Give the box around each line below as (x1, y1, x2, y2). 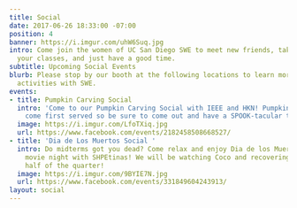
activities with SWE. (17, 79, 97, 88)
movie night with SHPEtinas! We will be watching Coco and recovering (25, 152, 291, 162)
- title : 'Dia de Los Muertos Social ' (9, 136, 156, 145)
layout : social (9, 186, 65, 195)
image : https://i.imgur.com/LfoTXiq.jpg (17, 120, 168, 129)
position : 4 (9, 29, 53, 38)
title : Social (9, 12, 62, 22)
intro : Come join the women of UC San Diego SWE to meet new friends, (9, 46, 275, 55)
